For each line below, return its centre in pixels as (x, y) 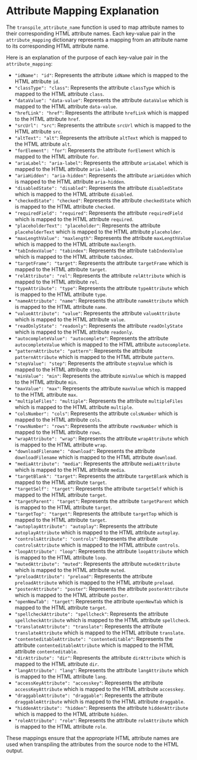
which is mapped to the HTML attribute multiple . (74, 407)
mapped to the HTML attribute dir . (57, 664)
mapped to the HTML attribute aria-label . (66, 169)
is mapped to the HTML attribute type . (61, 294)
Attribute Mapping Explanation (83, 11)
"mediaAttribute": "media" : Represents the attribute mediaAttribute (97, 463)
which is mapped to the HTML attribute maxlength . (75, 244)
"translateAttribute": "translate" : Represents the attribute (89, 626)
